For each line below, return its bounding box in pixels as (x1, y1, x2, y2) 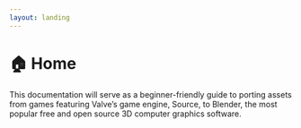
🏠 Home (9, 53, 76, 73)
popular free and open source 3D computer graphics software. (9, 108, 243, 119)
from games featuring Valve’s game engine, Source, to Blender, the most (9, 98, 278, 109)
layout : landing (9, 13, 70, 22)
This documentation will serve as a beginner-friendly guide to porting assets (9, 89, 292, 99)
